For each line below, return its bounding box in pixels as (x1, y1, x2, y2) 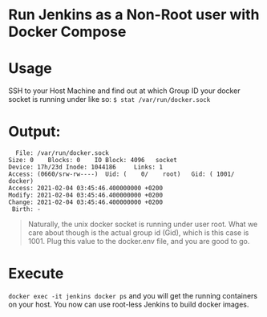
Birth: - (11, 205, 42, 213)
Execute (8, 265, 64, 282)
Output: (8, 123, 61, 141)
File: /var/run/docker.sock (15, 149, 110, 157)
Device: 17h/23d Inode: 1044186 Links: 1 (8, 163, 163, 172)
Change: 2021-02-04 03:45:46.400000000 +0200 (8, 198, 163, 206)
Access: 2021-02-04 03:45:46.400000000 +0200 (8, 185, 163, 193)
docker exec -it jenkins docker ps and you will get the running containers (8, 291, 258, 300)
